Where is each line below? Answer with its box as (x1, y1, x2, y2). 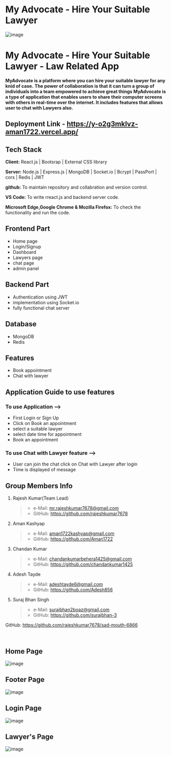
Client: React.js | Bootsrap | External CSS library (5, 159, 108, 165)
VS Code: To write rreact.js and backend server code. (5, 194, 119, 200)
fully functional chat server (12, 305, 70, 311)
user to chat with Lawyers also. (5, 104, 73, 111)
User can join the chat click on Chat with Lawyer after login (12, 461, 138, 467)
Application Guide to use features (5, 387, 115, 396)
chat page (12, 260, 34, 266)
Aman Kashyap (12, 521, 45, 527)
